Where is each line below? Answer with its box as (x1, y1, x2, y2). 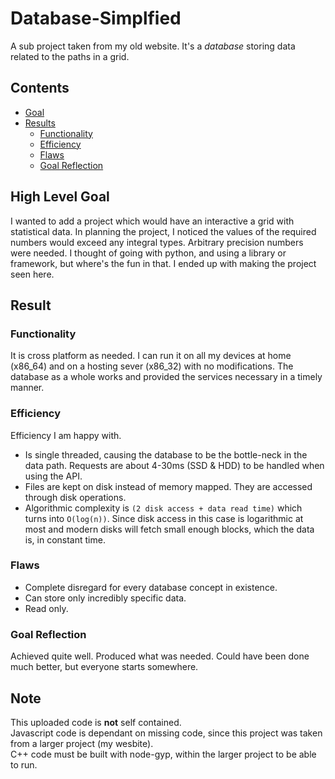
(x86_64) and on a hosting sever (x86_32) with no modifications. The (10, 360, 294, 372)
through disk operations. (24, 491, 127, 503)
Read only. (24, 602, 69, 614)
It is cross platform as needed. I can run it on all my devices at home (10, 350, 292, 362)
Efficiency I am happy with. (10, 429, 122, 441)
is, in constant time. (24, 533, 106, 546)
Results (24, 117, 56, 129)
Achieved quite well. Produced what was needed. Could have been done (10, 650, 310, 662)
